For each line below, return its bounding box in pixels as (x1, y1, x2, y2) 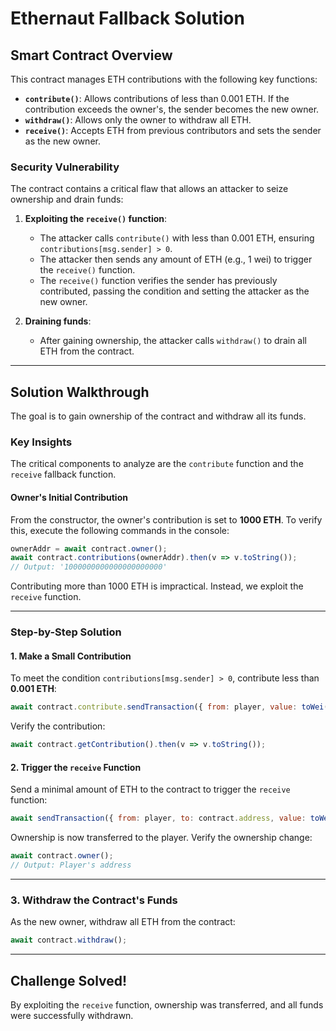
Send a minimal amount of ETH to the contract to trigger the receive (10, 783, 291, 796)
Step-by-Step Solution (10, 625, 122, 639)
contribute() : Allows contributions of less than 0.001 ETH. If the (24, 93, 290, 104)
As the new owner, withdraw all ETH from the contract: (10, 916, 236, 928)
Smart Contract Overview (10, 47, 173, 64)
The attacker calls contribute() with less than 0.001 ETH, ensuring (39, 232, 315, 244)
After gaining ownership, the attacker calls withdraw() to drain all (39, 335, 307, 347)
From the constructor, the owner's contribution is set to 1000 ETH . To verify (10, 513, 323, 526)
